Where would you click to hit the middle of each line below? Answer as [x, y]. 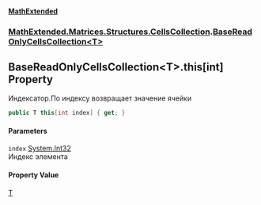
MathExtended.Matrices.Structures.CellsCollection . [111, 32]
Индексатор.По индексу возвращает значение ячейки [100, 98]
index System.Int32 [40, 148]
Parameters [28, 131]
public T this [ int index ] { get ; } [67, 113]
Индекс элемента [38, 157]
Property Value [34, 175]
